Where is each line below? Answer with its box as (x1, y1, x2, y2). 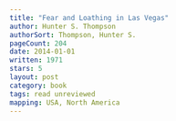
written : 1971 (9, 55, 64, 65)
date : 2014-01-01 (9, 47, 76, 56)
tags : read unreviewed (9, 89, 96, 98)
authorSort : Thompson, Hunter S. (9, 30, 137, 39)
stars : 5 (9, 65, 43, 74)
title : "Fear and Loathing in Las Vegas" (9, 13, 170, 23)
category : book (9, 81, 67, 90)
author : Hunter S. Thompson (9, 22, 117, 31)
